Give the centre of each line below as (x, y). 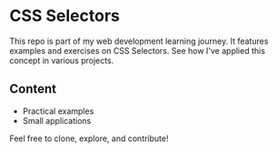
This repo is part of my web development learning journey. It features (139, 41)
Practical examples (58, 111)
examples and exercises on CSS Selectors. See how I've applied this (138, 50)
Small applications (57, 120)
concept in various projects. (62, 60)
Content (33, 89)
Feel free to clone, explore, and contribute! (89, 138)
